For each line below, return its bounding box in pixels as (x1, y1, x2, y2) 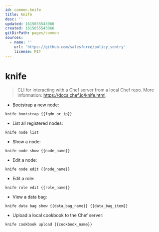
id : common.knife (5, 7, 41, 12)
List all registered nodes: (12, 120, 63, 126)
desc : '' (5, 16, 23, 21)
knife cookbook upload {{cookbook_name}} (5, 222, 93, 227)
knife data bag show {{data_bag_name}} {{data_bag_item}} (5, 204, 128, 209)
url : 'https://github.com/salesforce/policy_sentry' (14, 44, 126, 49)
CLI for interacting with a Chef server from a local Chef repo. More (17, 87, 155, 93)
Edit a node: (12, 157, 37, 163)
